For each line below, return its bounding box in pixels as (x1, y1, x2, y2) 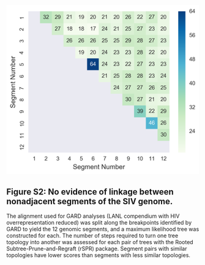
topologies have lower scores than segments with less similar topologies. (6, 252, 191, 259)
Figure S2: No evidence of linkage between (6, 186, 174, 197)
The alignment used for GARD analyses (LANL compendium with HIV (6, 212, 180, 220)
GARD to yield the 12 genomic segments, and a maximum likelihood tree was (6, 226, 199, 233)
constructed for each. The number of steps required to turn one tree (6, 232, 179, 239)
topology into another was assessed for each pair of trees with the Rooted (6, 239, 194, 246)
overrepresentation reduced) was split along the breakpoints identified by (6, 219, 192, 226)
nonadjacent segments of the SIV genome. (6, 196, 173, 207)
